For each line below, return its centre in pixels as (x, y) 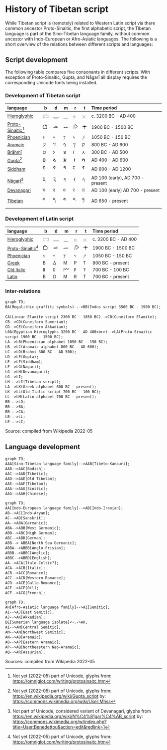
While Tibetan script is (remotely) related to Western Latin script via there (80, 23)
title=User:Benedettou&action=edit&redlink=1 (59, 727)
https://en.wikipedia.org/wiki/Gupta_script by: (59, 696)
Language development (43, 447)
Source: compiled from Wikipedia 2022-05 (49, 431)
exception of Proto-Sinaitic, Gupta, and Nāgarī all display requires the (76, 77)
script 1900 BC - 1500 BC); (34, 337)
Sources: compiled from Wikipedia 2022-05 (50, 661)
